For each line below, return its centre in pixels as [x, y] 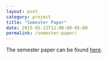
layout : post [22, 11]
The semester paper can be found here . [54, 50]
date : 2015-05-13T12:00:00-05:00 [47, 28]
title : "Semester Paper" [36, 22]
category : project [28, 17]
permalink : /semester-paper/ [42, 33]
